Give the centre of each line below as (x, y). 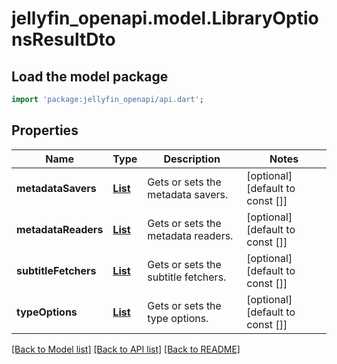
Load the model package (90, 76)
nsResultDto (63, 39)
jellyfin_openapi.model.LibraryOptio (165, 18)
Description (192, 159)
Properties (45, 130)
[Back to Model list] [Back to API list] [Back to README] (126, 349)
